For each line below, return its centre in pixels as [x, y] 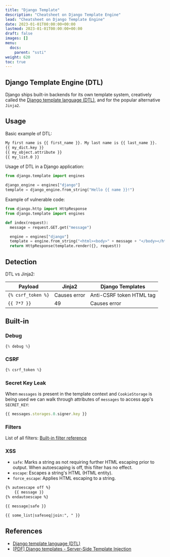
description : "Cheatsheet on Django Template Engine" [63, 15]
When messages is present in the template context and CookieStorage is [79, 394]
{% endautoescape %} [27, 497]
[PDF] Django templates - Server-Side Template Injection [72, 549]
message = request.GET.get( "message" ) [51, 227]
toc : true [16, 62]
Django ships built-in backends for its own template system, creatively [78, 95]
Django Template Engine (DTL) [54, 82]
